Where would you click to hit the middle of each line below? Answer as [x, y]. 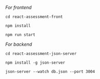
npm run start [21, 35]
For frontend [18, 7]
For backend [19, 44]
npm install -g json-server [35, 63]
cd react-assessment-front [34, 17]
